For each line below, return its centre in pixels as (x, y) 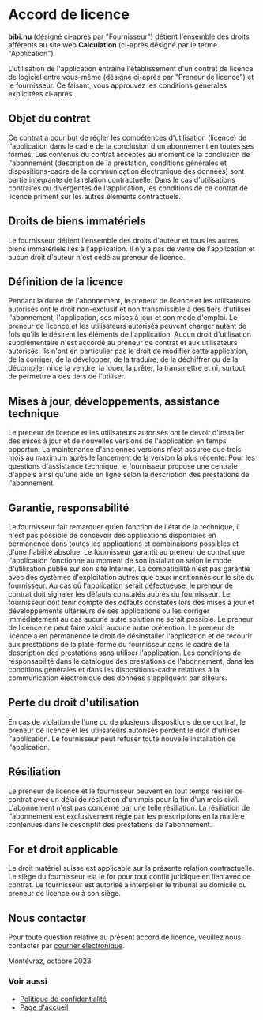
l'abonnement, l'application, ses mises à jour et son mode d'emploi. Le (123, 318)
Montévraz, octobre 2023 (50, 961)
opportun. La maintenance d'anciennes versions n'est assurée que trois (125, 450)
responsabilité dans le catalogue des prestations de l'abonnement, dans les (131, 661)
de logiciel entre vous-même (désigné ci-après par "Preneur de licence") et (131, 77)
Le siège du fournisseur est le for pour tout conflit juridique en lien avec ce (130, 877)
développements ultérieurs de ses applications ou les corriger (109, 611)
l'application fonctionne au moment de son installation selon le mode (120, 560)
